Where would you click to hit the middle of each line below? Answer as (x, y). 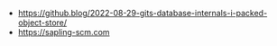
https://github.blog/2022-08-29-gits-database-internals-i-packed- (143, 13)
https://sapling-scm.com (64, 32)
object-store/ (42, 23)
